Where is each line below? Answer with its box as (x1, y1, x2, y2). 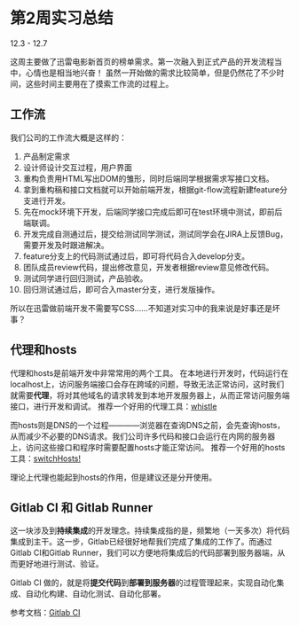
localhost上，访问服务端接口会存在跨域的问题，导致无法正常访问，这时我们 (10, 379, 285, 389)
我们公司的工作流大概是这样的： (10, 132, 127, 143)
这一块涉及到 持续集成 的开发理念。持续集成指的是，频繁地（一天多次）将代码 (10, 525, 290, 536)
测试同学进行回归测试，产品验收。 (22, 272, 148, 284)
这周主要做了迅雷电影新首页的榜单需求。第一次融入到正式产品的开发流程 (10, 56, 274, 67)
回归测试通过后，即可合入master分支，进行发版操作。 (22, 284, 220, 294)
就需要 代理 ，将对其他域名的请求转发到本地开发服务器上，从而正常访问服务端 (10, 389, 290, 400)
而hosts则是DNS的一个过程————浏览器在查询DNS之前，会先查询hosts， (10, 419, 286, 430)
